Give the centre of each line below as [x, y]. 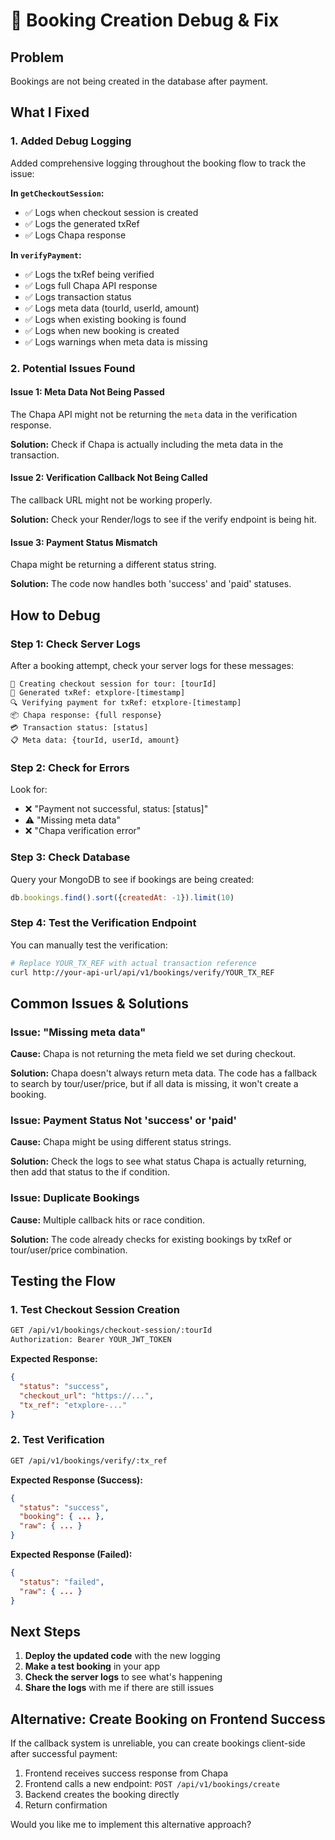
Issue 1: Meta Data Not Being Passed [87, 392]
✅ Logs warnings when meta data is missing [116, 341]
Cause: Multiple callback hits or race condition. [108, 1220]
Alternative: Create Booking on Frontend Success [168, 1719]
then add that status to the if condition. [90, 1172]
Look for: [29, 790]
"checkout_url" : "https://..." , [87, 1395]
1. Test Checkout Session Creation [95, 1310]
